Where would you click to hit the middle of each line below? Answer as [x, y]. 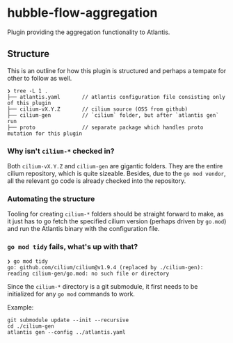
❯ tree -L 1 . [28, 91]
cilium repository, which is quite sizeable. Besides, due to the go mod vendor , [116, 174]
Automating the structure [51, 198]
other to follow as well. [40, 78]
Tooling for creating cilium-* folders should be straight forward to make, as [115, 214]
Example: [21, 307]
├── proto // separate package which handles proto [105, 127]
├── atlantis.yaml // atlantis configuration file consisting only [116, 97]
